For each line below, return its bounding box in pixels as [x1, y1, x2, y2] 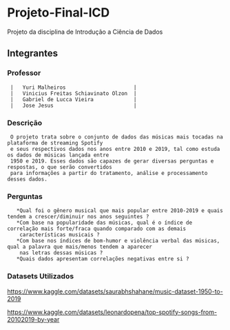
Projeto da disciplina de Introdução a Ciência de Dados [7, 28, 163, 36]
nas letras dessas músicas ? [19, 249, 103, 256]
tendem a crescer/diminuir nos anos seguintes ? [7, 214, 149, 220]
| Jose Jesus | [10, 102, 137, 109]
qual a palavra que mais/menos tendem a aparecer [7, 243, 153, 251]
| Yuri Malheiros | [10, 84, 137, 91]
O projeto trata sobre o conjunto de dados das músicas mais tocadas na [10, 133, 224, 141]
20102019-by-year [7, 315, 60, 323]
